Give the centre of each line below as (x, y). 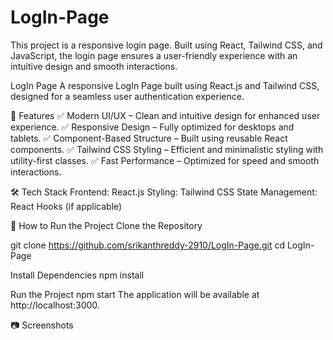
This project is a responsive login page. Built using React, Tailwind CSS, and (166, 45)
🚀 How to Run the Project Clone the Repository (106, 225)
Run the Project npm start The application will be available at (135, 294)
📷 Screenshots (42, 325)
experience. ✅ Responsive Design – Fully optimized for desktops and (152, 127)
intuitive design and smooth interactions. (94, 66)
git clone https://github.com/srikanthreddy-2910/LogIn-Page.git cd (147, 245)
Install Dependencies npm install (77, 275)
